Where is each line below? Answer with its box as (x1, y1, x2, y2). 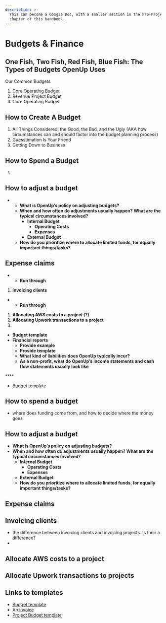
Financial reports (12, 337, 48, 343)
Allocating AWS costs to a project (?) (12, 311, 90, 318)
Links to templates (5, 588, 63, 597)
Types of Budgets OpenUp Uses (5, 65, 106, 73)
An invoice (12, 607, 34, 613)
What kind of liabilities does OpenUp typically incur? (19, 353, 130, 359)
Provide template (19, 347, 56, 353)
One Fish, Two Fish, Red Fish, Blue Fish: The (5, 58, 143, 66)
